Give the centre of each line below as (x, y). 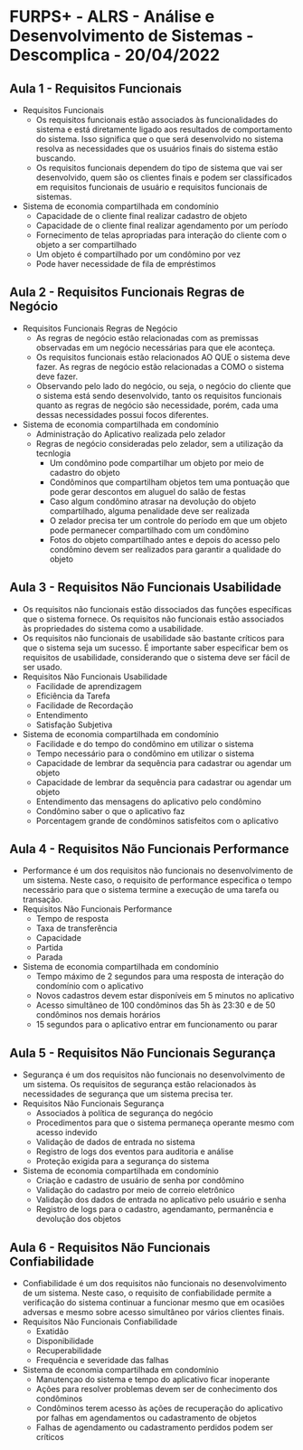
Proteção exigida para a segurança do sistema (123, 1161)
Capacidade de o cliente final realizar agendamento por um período (162, 225)
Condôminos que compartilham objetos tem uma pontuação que (170, 482)
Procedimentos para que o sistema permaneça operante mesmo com (165, 1123)
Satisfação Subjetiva (74, 725)
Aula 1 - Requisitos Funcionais (96, 88)
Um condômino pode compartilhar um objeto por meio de (156, 462)
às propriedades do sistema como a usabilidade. (113, 628)
